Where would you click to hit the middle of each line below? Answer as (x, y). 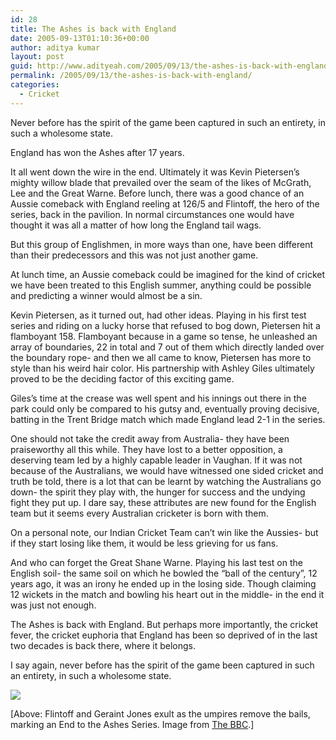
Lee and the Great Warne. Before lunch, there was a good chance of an (157, 193)
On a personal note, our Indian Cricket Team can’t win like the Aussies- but (164, 532)
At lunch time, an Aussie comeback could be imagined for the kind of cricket (167, 274)
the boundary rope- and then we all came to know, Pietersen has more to (161, 357)
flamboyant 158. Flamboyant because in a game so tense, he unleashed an (164, 336)
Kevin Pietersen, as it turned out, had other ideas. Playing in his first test (158, 315)
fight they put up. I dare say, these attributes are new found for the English (163, 502)
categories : (35, 85)
